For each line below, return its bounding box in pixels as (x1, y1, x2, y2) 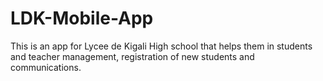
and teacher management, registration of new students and (10, 50, 255, 62)
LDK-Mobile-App (10, 7, 154, 30)
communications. (10, 61, 82, 73)
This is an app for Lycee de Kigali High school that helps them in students (10, 40, 313, 52)
